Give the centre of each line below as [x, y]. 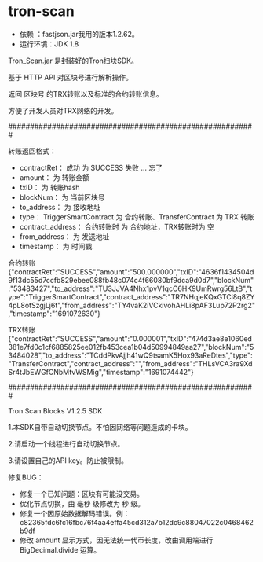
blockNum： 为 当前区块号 [62, 197]
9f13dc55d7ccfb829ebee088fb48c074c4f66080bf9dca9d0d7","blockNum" [131, 280]
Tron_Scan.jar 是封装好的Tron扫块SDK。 [73, 61]
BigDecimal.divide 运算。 [60, 549]
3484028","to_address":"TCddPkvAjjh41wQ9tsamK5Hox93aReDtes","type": [130, 355]
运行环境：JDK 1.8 [49, 44]
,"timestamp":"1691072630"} [54, 314]
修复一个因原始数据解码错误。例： [75, 513]
